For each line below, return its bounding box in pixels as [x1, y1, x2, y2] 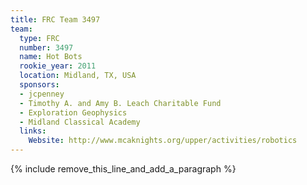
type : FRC [19, 33, 60, 43]
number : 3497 [19, 42, 74, 53]
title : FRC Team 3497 [10, 14, 101, 25]
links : [19, 126, 47, 136]
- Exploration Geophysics [19, 107, 128, 118]
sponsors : [19, 80, 60, 90]
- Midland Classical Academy [19, 117, 141, 127]
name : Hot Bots [19, 52, 83, 62]
